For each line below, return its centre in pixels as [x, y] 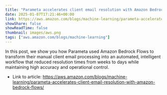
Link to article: [27, 77]
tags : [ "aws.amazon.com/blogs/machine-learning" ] [58, 38]
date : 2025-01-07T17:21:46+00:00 [40, 14]
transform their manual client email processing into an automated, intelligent [83, 56]
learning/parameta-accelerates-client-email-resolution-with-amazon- [84, 82]
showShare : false [23, 24]
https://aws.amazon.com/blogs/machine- [85, 77]
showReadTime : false [27, 28]
